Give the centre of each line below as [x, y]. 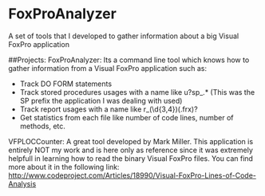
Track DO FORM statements [66, 84]
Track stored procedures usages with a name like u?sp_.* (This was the [137, 92]
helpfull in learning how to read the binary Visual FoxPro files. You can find [131, 158]
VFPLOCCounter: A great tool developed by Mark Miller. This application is [131, 141]
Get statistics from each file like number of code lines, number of [127, 117]
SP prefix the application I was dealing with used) [101, 100]
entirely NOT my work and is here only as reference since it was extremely [131, 150]
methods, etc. [43, 126]
